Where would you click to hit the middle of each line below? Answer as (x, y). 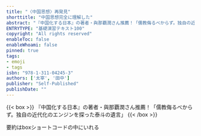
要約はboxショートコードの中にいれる (53, 127)
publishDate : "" (26, 89)
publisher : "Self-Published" (42, 84)
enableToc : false (28, 39)
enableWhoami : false (32, 45)
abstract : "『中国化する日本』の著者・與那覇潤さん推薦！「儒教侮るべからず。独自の (99, 23)
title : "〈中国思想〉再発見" (38, 12)
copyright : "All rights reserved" (49, 34)
